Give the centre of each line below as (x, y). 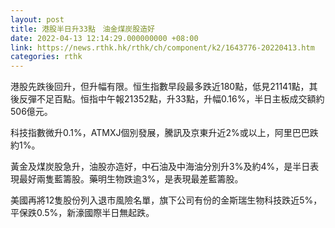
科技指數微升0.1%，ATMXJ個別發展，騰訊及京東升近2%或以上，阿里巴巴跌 (164, 133)
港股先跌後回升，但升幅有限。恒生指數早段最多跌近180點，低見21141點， (160, 87)
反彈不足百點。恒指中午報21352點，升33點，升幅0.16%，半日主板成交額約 (171, 99)
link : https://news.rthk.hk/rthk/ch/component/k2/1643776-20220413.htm (162, 47)
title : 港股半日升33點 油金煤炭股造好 (82, 29)
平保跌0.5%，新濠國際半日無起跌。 (82, 213)
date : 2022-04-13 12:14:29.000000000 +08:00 (104, 38)
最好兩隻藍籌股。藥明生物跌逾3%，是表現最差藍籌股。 (131, 179)
